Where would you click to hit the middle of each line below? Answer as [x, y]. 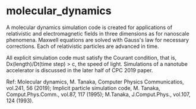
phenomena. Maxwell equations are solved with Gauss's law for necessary [97, 40]
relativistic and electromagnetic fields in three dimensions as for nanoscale [98, 33]
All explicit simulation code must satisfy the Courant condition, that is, [91, 57]
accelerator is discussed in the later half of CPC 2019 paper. [80, 70]
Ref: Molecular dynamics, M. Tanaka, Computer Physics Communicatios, [95, 82]
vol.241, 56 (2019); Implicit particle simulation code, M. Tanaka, [83, 88]
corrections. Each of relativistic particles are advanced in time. [83, 46]
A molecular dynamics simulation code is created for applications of [89, 27]
